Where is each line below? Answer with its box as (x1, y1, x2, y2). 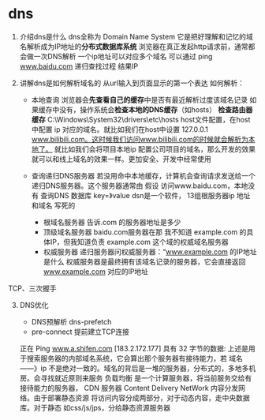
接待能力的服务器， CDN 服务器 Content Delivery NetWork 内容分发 (19, 383, 239, 392)
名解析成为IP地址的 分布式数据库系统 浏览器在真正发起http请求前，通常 (19, 41, 248, 51)
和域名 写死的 (31, 201, 76, 210)
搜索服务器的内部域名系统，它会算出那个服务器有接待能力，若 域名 (26, 353, 243, 363)
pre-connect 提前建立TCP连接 (31, 327, 130, 336)
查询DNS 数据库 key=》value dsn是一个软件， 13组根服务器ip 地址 (40, 190, 251, 200)
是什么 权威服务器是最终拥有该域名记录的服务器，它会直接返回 (43, 257, 246, 266)
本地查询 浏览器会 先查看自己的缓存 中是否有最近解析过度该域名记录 (31, 95, 248, 104)
